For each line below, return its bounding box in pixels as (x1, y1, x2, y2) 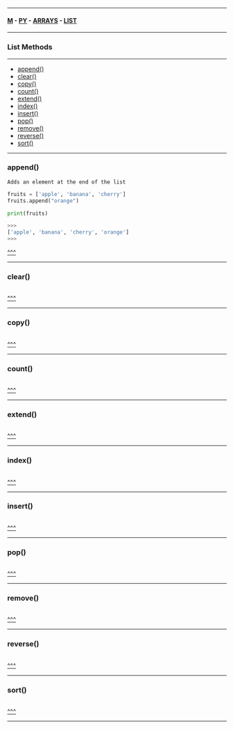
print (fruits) (7, 210, 49, 217)
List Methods (7, 43, 53, 52)
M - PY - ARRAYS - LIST (7, 16, 77, 24)
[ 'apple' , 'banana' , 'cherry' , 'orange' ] (7, 229, 130, 236)
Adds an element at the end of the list (7, 179, 127, 186)
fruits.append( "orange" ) (7, 197, 79, 204)
